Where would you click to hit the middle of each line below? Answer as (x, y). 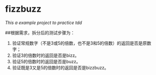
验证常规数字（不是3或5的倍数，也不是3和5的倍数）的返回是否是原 (79, 43)
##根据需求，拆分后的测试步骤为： (40, 32)
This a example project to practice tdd (44, 23)
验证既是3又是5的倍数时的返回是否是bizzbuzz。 (60, 68)
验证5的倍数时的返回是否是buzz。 (46, 61)
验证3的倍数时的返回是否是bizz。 (45, 55)
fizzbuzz (23, 9)
